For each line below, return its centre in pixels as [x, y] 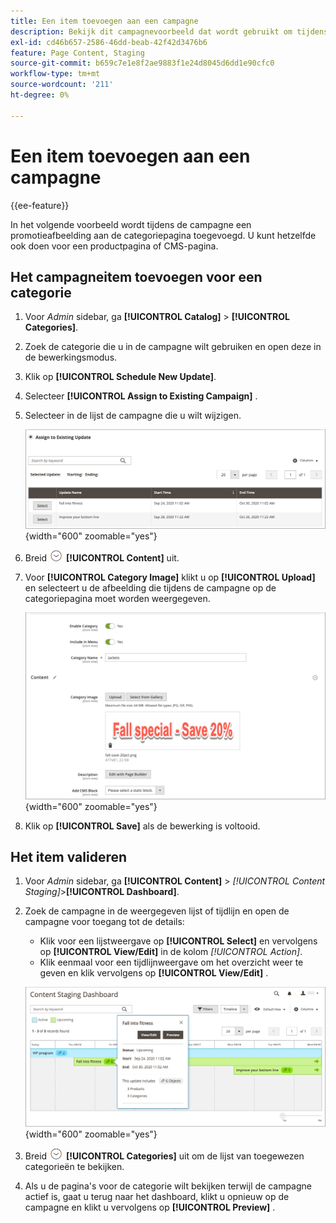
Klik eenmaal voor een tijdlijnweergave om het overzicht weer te [171, 962]
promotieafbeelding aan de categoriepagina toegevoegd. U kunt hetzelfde [163, 235]
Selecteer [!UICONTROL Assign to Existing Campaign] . [141, 396]
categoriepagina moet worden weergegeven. [117, 599]
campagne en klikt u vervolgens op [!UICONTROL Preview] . [150, 1207]
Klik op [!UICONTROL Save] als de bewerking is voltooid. [142, 826]
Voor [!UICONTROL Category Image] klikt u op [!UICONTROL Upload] [170, 577]
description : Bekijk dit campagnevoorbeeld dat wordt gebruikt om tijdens [169, 31]
